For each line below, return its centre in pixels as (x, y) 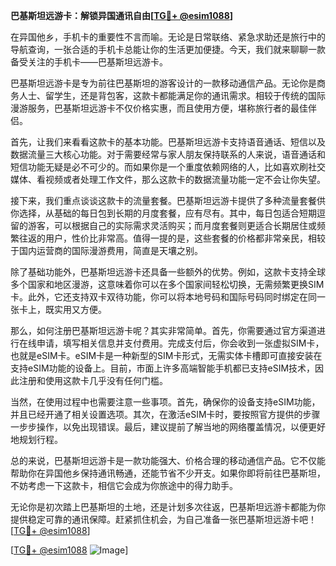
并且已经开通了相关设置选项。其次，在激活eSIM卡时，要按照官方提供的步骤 (165, 414)
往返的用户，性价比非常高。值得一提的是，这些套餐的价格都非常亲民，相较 (172, 238)
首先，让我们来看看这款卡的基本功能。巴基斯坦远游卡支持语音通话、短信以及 (168, 142)
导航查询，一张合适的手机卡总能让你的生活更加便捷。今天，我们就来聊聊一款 (168, 49)
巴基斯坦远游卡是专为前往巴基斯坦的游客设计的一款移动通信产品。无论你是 (163, 83)
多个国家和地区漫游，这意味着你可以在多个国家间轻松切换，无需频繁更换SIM (167, 284)
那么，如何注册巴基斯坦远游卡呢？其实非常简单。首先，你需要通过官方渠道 (163, 330)
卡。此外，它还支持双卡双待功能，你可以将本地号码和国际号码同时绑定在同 (163, 297)
